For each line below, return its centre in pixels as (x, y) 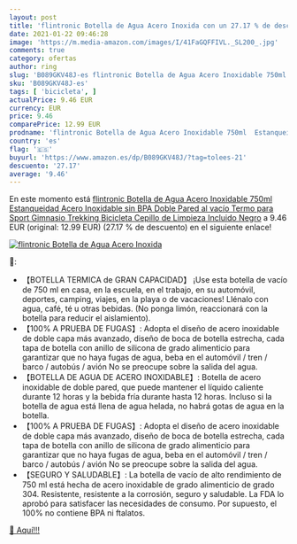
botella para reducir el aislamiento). (86, 318)
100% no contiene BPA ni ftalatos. (84, 513)
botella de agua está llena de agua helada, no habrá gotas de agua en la (153, 406)
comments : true (37, 51)
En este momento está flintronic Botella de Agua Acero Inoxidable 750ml (141, 199)
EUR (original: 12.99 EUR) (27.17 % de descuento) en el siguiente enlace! (141, 228)
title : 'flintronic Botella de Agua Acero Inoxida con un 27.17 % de (140, 26)
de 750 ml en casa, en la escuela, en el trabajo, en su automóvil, (139, 290)
